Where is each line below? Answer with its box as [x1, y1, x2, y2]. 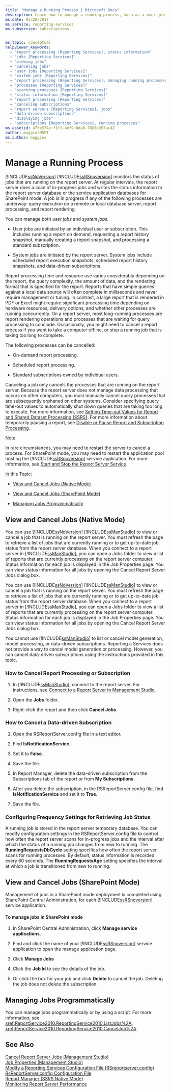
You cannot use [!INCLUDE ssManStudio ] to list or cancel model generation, [5, 635, 163, 641]
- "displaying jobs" [10, 116, 53, 121]
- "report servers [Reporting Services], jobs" [10, 107, 113, 112]
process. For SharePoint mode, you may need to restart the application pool [5, 450, 164, 456]
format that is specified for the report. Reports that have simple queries [5, 283, 155, 290]
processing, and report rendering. [5, 206, 76, 212]
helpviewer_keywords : [5, 45, 51, 50]
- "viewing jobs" [10, 59, 47, 64]
